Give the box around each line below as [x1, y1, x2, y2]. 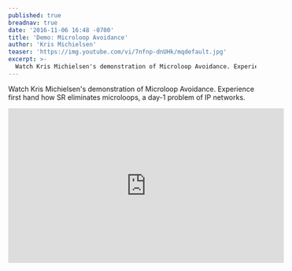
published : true [8, 11, 61, 20]
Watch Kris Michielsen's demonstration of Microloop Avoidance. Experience [8, 84, 254, 93]
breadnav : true [8, 19, 58, 27]
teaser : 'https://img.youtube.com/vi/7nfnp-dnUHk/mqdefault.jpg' [8, 48, 227, 56]
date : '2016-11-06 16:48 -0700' [8, 26, 114, 34]
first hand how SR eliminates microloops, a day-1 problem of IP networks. [8, 92, 246, 102]
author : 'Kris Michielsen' [8, 41, 97, 49]
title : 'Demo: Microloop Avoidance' [8, 33, 128, 42]
